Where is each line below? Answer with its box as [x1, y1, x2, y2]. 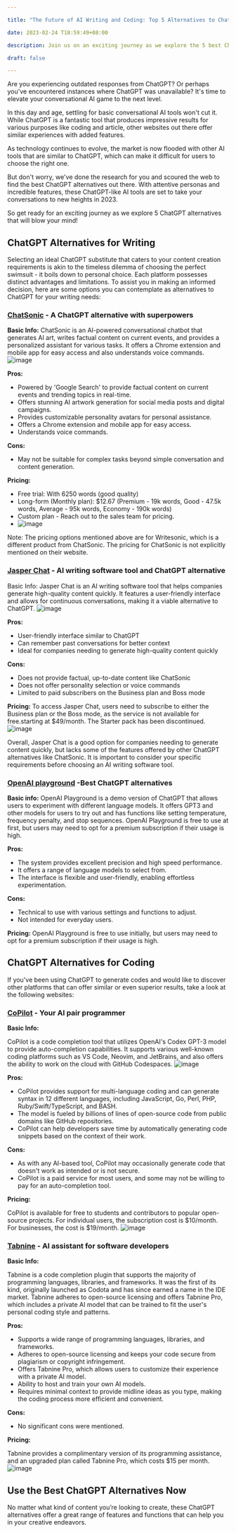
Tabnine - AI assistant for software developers [7, 1241, 169, 1251]
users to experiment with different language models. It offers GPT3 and [7, 801, 214, 810]
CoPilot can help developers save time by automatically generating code [17, 1124, 228, 1133]
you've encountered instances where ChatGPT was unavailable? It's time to [7, 87, 226, 96]
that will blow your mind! [7, 216, 79, 225]
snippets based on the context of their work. [17, 1132, 146, 1140]
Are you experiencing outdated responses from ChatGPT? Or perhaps [7, 80, 209, 88]
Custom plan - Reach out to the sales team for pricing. [17, 512, 175, 520]
